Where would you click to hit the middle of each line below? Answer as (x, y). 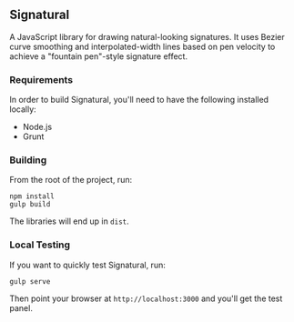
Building (28, 160)
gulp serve (30, 281)
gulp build (30, 205)
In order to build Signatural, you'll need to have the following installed (139, 100)
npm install (32, 196)
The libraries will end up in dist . (69, 221)
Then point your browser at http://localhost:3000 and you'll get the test (146, 298)
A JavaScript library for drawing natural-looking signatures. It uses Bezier (147, 36)
